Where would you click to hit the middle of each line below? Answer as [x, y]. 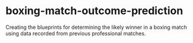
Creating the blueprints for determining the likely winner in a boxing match [96, 27]
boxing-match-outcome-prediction [94, 11]
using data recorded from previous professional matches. [76, 33]
